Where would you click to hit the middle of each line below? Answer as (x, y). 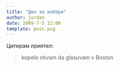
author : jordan (25, 18)
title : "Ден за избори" (36, 12)
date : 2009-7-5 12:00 (34, 23)
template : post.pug (31, 29)
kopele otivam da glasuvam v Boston (67, 57)
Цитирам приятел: (30, 46)
